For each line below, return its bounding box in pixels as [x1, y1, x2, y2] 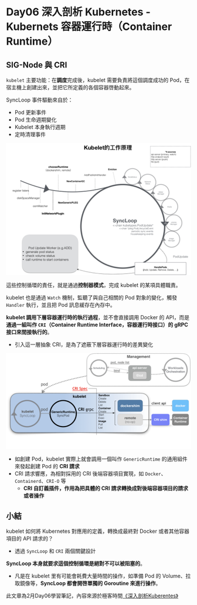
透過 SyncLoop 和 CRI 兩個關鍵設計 [14, 547, 96, 555]
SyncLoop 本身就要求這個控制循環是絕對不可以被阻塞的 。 [6, 560, 145, 567]
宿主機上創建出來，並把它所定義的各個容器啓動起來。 [6, 84, 135, 91]
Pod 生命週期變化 [14, 116, 57, 123]
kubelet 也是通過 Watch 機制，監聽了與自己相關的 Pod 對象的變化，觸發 [6, 294, 178, 301]
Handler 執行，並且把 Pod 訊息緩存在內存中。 [6, 302, 116, 309]
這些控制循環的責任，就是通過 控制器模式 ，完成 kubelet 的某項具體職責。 [6, 282, 181, 289]
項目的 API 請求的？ [6, 535, 54, 542]
